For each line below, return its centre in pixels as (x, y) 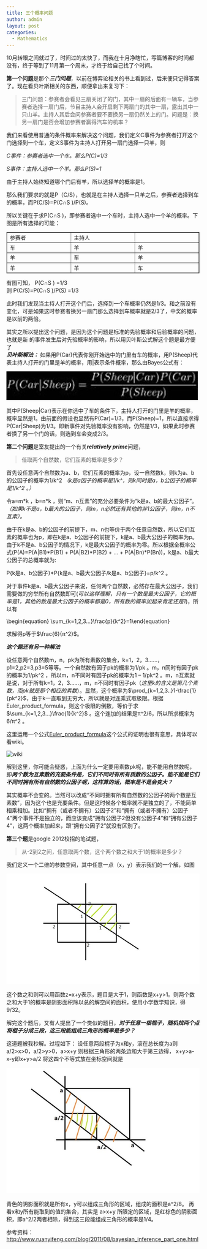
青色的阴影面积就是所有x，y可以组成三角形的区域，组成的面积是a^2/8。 (97, 1204)
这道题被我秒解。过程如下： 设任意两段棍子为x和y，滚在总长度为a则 (92, 1043)
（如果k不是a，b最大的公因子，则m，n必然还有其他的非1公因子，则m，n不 (100, 509)
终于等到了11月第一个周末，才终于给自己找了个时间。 (89, 66)
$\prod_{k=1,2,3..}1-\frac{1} (162, 691)
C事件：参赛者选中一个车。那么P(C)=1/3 (57, 156)
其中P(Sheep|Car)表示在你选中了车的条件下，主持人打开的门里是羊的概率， (101, 411)
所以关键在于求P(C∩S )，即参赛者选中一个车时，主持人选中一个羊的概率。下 (102, 216)
